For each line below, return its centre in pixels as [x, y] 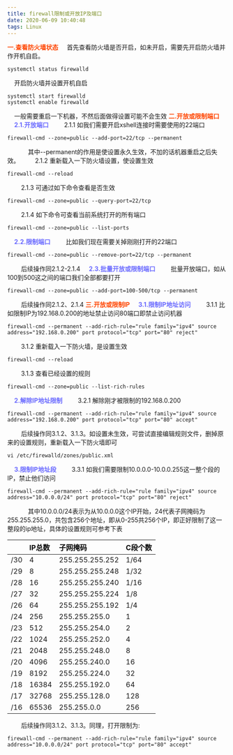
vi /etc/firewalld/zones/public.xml [60, 456]
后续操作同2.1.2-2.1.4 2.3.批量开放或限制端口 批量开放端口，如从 [123, 269]
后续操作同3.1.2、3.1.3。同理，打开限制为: [81, 726]
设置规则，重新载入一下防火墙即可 [68, 442]
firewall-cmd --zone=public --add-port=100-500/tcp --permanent [103, 291]
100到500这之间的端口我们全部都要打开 [64, 278]
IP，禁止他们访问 [31, 478]
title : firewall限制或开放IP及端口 [55, 14]
